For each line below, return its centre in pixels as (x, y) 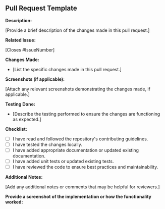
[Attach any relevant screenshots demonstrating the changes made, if (78, 89)
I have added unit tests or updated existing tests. (63, 161)
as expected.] (27, 119)
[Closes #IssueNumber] (30, 49)
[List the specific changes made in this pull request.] (67, 69)
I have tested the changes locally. (47, 144)
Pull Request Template (41, 8)
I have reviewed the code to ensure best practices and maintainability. (85, 167)
